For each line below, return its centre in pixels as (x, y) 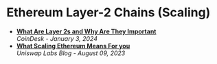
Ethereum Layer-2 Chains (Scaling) (108, 13)
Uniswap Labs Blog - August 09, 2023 (71, 53)
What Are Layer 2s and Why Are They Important (86, 31)
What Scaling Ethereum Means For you (73, 46)
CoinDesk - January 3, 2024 (57, 38)
